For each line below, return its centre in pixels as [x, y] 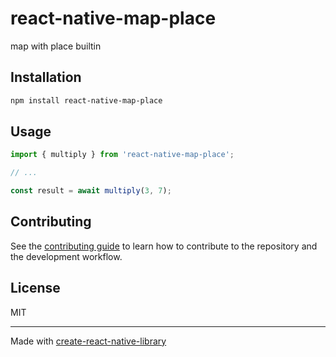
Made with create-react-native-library [88, 341]
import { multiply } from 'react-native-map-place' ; [122, 155]
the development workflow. [66, 256]
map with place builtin [56, 46]
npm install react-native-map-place [86, 100]
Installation [46, 77]
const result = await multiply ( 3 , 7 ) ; [91, 191]
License [35, 288]
